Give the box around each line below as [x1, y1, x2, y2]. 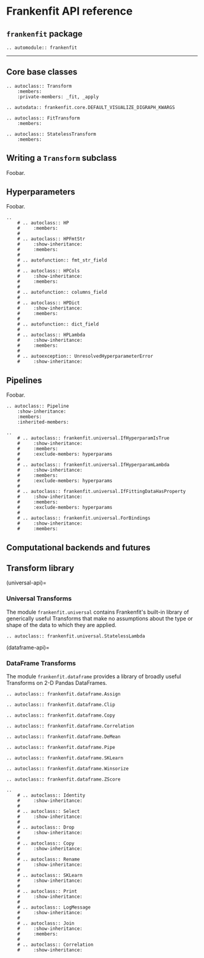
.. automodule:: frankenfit [6, 44, 78, 51]
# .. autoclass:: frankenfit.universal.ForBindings [17, 515, 151, 522]
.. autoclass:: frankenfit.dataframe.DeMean [6, 734, 121, 740]
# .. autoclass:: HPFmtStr [17, 236, 86, 242]
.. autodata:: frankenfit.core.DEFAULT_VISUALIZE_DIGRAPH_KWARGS [6, 104, 175, 110]
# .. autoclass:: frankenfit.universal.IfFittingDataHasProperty [17, 489, 186, 495]
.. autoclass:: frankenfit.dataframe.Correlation [6, 723, 135, 729]
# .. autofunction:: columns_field [17, 289, 107, 296]
